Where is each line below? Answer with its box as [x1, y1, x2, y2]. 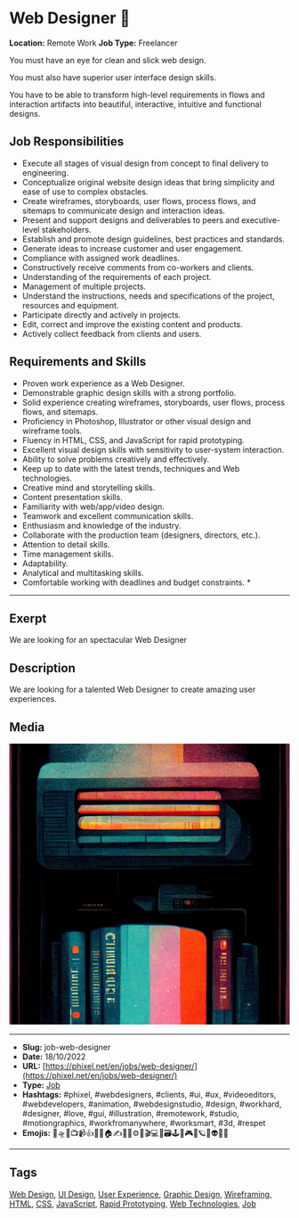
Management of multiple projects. [21, 281, 147, 292]
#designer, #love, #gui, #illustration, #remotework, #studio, [21, 1108, 240, 1118]
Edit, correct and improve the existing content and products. [21, 318, 243, 329]
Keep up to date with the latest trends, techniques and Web [21, 463, 240, 473]
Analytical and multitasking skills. [21, 567, 144, 578]
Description [9, 660, 76, 676]
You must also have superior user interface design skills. [9, 71, 216, 83]
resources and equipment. [21, 300, 119, 310]
